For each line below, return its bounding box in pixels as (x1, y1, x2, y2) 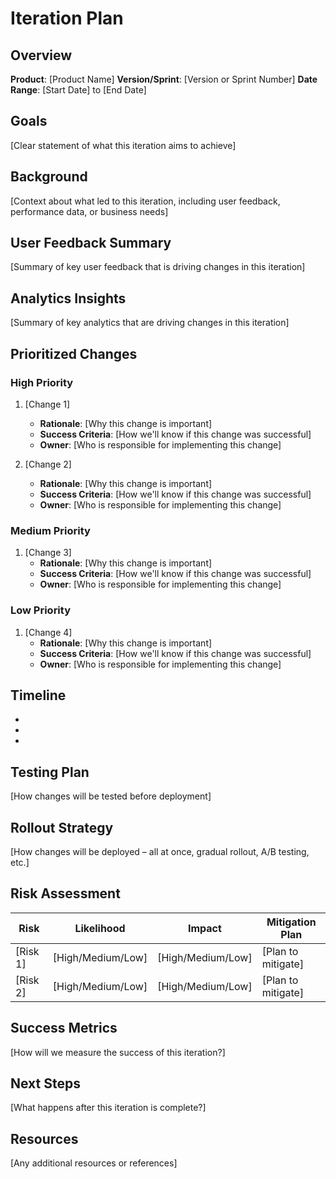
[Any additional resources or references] (10, 1157, 178, 1169)
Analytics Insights (10, 290, 127, 307)
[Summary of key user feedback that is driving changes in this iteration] (10, 261, 306, 273)
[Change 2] (24, 458, 72, 470)
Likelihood (74, 921, 126, 935)
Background (10, 168, 88, 186)
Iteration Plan (10, 7, 124, 30)
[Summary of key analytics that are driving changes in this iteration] (10, 317, 290, 329)
